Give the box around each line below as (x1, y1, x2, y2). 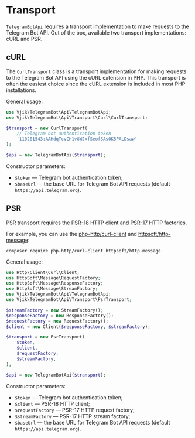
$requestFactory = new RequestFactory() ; (6, 318, 109, 324)
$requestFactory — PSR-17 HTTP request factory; (14, 406, 135, 413)
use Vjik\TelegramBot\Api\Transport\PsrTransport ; (6, 297, 132, 303)
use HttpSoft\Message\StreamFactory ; (6, 286, 98, 292)
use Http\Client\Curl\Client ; (6, 269, 80, 275)
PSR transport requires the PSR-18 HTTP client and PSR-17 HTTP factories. (6, 219, 187, 226)
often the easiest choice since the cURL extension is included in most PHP (6, 80, 186, 87)
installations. (6, 86, 37, 94)
